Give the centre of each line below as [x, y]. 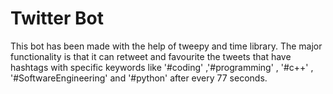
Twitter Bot [57, 18]
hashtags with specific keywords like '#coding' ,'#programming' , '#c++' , [162, 67]
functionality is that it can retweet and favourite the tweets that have [151, 56]
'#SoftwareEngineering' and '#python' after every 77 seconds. [139, 78]
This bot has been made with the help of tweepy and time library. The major [166, 46]
